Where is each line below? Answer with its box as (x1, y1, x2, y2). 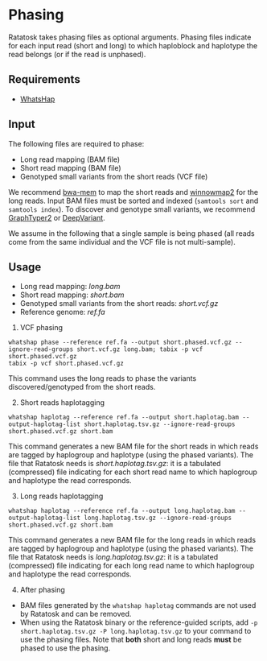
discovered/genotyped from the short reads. (8, 382, 156, 392)
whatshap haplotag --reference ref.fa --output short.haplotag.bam (8, 413, 240, 422)
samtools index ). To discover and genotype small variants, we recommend (8, 204, 256, 214)
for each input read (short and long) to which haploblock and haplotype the (8, 40, 258, 50)
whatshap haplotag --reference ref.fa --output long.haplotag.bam (8, 507, 236, 515)
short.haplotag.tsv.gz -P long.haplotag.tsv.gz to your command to (19, 626, 252, 636)
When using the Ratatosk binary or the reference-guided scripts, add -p (19, 618, 258, 627)
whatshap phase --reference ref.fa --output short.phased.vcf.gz (8, 338, 232, 347)
